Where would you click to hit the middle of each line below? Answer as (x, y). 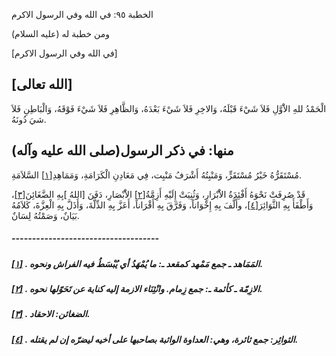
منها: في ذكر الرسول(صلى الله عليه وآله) (122, 150)
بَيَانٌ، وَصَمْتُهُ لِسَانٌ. (45, 215)
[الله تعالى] (42, 84)
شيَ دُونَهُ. (29, 119)
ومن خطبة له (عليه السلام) (60, 33)
